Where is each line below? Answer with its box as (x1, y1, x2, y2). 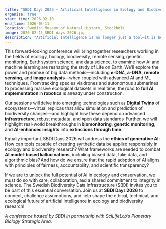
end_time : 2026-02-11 (5, 21, 50, 26)
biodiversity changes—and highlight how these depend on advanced (5, 110, 146, 116)
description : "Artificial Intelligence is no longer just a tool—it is (5, 35, 156, 40)
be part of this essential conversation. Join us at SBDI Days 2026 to (5, 187, 143, 193)
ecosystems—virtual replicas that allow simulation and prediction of (5, 105, 143, 111)
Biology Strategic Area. (5, 218, 53, 224)
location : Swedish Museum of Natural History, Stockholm (5, 26, 125, 31)
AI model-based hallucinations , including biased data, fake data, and (5, 151, 147, 157)
